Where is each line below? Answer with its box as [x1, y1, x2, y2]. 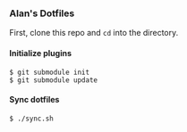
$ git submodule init [9, 68, 90, 77]
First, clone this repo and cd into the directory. [9, 28, 179, 38]
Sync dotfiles [9, 95, 60, 105]
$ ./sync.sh [9, 114, 54, 123]
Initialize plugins [9, 47, 72, 58]
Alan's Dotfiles [9, 7, 75, 20]
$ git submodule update [9, 75, 98, 85]
